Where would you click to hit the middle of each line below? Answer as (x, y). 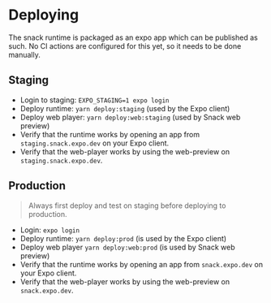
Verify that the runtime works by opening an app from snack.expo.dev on (142, 264)
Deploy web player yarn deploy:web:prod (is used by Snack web (127, 247)
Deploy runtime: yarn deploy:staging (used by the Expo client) (125, 108)
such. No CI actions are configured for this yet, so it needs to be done (125, 45)
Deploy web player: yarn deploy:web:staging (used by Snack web (130, 117)
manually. (24, 54)
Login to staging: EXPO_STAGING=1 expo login (95, 100)
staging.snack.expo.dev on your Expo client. (95, 143)
